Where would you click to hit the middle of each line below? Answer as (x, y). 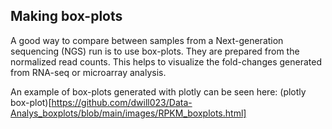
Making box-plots (66, 16)
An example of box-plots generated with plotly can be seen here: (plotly (158, 91)
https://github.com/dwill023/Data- (122, 102)
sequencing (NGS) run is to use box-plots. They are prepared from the (155, 51)
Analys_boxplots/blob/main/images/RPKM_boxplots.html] (128, 113)
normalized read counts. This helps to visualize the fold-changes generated (166, 61)
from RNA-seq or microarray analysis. (88, 72)
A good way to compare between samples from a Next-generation (147, 40)
